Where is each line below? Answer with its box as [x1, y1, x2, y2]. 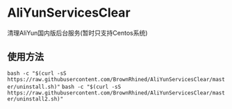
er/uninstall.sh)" [7, 83, 60, 90]
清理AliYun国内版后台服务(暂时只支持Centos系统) [7, 28, 148, 37]
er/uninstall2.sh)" [7, 95, 64, 102]
